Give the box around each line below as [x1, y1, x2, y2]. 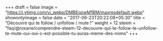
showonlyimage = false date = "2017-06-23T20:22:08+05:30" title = [5, 15, 145, 20]
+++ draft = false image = [5, 4, 58, 10]
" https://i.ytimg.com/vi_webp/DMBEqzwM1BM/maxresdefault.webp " [5, 9, 145, 15]
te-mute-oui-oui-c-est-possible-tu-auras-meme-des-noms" [5, 31, 128, 36]
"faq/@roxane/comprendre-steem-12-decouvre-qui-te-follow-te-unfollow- [5, 25, 159, 31]
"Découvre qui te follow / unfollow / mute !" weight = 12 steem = [5, 20, 136, 26]
